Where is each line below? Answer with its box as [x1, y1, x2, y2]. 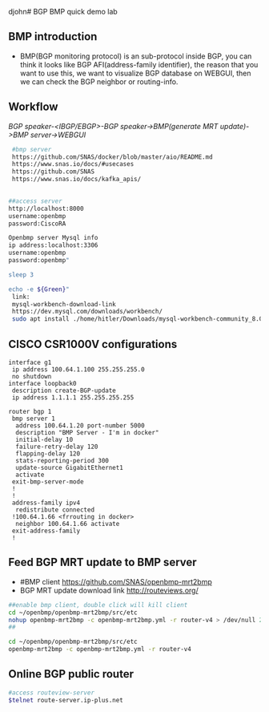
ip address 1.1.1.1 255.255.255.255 [11, 393, 134, 402]
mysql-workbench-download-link [11, 300, 116, 308]
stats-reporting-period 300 [15, 456, 110, 464]
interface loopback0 [8, 379, 78, 387]
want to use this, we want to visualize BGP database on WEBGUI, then [19, 68, 251, 78]
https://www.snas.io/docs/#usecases [11, 160, 134, 168]
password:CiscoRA [8, 220, 66, 228]
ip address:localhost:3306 [8, 241, 98, 249]
